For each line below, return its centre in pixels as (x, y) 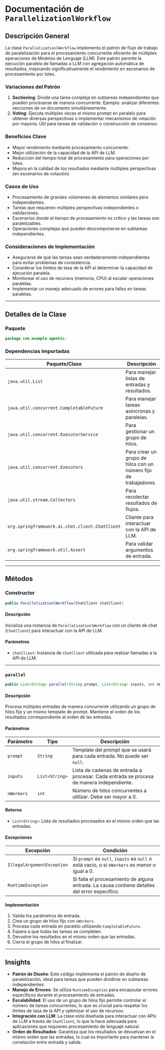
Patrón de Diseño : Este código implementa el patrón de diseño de (79, 974)
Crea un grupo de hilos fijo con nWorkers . (54, 921)
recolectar (137, 497)
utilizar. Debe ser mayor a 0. (105, 797)
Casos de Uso (22, 186)
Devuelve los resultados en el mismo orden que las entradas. (74, 937)
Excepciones (19, 837)
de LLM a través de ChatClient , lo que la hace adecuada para (74, 1021)
